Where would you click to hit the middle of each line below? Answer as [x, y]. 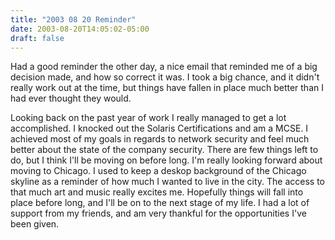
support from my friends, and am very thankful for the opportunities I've [158, 213]
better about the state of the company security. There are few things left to [164, 150]
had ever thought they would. [71, 98]
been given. [35, 224]
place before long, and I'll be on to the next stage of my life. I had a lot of [160, 203]
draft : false [37, 38]
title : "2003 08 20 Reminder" [73, 19]
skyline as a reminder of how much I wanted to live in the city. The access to [167, 182]
